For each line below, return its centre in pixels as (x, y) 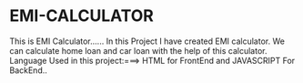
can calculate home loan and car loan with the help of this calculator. (138, 50)
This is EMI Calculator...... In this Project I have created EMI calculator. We (147, 41)
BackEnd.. (29, 70)
